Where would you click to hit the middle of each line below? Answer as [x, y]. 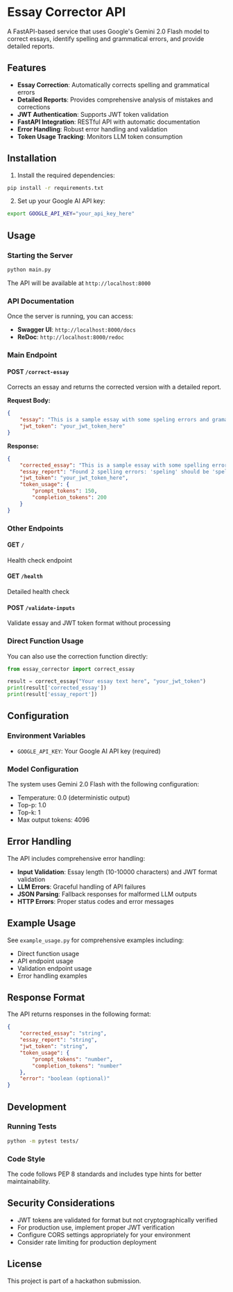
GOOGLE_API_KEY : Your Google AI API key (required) [89, 751]
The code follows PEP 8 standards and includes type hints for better [105, 1174]
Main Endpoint [32, 355]
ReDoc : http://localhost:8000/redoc [71, 337]
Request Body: [29, 401]
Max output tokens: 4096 [53, 819]
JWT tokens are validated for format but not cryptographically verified [117, 1220]
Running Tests [32, 1127]
